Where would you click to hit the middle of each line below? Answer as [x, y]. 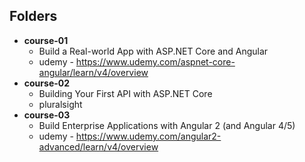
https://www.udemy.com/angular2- [148, 136]
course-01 [46, 40]
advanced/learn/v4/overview [98, 146]
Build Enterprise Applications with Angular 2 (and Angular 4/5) [167, 125]
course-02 [47, 83]
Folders [33, 16]
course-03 [47, 115]
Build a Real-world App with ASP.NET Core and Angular [153, 51]
